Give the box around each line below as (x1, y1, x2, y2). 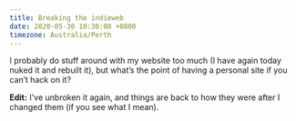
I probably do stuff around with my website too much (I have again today (9, 55, 282, 66)
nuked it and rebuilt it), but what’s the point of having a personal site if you (9, 65, 288, 76)
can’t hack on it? (9, 75, 71, 86)
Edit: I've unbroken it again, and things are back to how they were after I (9, 92, 281, 103)
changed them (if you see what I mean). (9, 102, 159, 113)
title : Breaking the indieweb (9, 13, 125, 23)
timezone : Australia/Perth (9, 30, 112, 39)
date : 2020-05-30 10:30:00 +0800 (9, 22, 137, 31)
